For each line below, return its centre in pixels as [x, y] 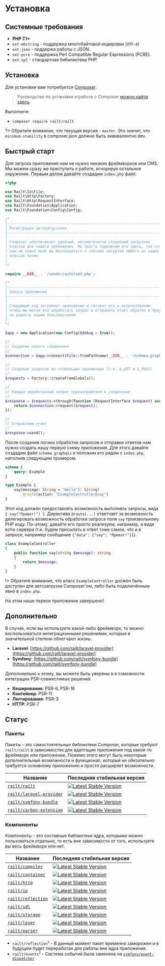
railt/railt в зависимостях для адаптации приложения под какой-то [79, 750]
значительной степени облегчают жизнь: [48, 639]
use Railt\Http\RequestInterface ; [41, 201]
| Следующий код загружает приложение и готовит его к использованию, [79, 306]
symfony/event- [138, 954]
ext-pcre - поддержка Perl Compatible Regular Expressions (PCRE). [82, 54]
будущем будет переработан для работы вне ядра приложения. [80, 948]
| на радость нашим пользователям [41, 315]
